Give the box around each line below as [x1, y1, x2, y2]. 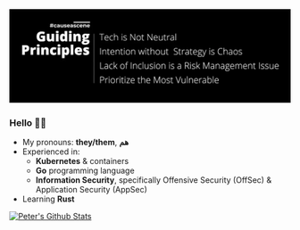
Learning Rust [21, 193, 75, 204]
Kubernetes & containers [35, 156, 129, 167]
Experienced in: [21, 146, 80, 157]
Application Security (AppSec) [35, 185, 147, 195]
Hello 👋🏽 [9, 116, 47, 128]
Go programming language [35, 165, 136, 177]
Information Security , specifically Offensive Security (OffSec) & [35, 175, 272, 185]
